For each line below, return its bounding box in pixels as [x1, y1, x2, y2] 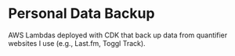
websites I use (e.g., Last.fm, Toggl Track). [8, 38, 146, 47]
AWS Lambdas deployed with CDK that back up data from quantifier [8, 30, 228, 40]
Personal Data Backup [8, 5, 155, 23]
